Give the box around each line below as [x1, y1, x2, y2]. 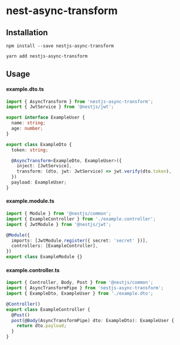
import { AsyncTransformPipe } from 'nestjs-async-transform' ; [6, 285, 164, 291]
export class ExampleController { [6, 306, 91, 312]
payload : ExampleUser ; [11, 180, 67, 185]
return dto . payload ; [16, 323, 67, 329]
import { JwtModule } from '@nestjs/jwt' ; [6, 221, 111, 227]
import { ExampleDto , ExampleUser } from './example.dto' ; [6, 290, 154, 296]
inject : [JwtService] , [16, 163, 72, 169]
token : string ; [11, 147, 49, 153]
